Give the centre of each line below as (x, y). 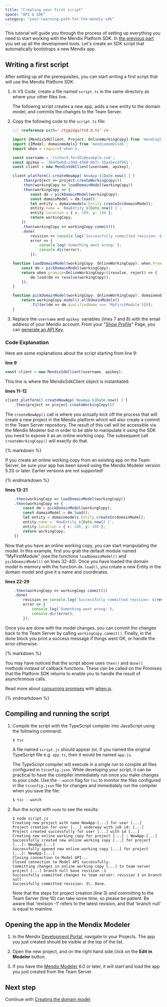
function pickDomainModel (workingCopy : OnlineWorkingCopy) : (76, 296)
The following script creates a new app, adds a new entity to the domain (86, 106)
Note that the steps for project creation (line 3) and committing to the (83, 893)
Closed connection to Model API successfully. (61, 862)
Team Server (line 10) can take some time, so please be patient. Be (81, 899)
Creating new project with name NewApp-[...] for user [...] (77, 823)
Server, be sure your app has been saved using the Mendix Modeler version (83, 465)
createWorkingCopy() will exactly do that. (47, 441)
